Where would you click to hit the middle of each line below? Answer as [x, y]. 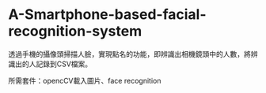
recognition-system [75, 31]
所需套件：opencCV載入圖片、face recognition [85, 80]
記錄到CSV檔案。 [64, 64]
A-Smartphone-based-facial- [108, 15]
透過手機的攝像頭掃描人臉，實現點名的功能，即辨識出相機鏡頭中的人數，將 [129, 54]
